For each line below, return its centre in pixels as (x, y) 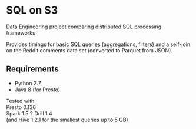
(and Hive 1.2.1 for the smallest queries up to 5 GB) (67, 120)
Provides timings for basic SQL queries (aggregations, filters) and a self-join (98, 44)
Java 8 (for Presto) (37, 90)
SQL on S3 (32, 10)
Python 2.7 (28, 83)
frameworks (21, 32)
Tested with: (21, 101)
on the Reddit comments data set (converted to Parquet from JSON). (89, 50)
